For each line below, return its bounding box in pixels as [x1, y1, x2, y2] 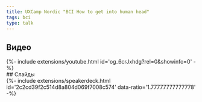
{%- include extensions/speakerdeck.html [6, 77, 111, 85]
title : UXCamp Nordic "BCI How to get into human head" [6, 8, 150, 15]
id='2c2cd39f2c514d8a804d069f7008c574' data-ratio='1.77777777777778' [6, 83, 196, 91]
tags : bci [6, 14, 31, 20]
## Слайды [6, 71, 35, 78]
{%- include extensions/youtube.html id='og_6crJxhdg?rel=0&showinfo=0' [6, 58, 192, 65]
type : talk [6, 20, 34, 26]
